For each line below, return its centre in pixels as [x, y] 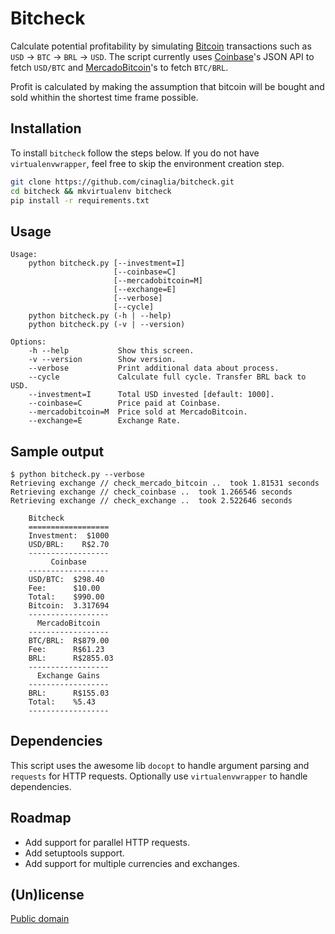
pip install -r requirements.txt [80, 200]
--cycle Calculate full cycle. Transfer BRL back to [167, 377]
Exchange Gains [68, 676]
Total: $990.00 [66, 597]
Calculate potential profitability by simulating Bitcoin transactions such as [161, 46]
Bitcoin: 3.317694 [69, 606]
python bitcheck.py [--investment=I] [107, 263]
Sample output [57, 451]
